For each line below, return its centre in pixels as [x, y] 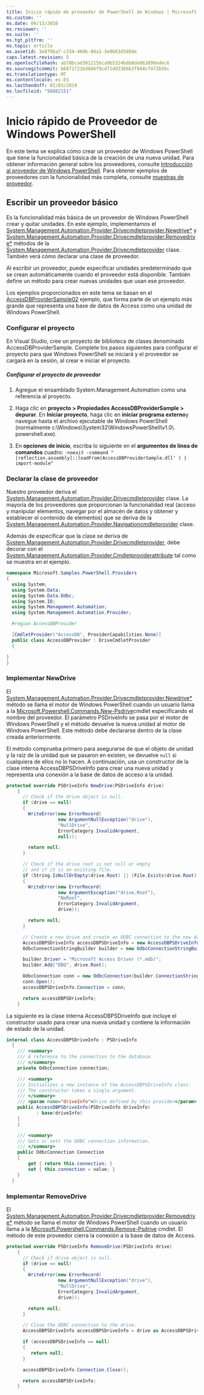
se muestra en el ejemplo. [39, 562]
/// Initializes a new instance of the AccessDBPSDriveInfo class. [104, 1084]
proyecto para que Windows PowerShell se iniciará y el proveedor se [93, 354]
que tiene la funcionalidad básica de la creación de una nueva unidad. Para [100, 157]
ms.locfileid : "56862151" [39, 91]
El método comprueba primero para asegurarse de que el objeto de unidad [100, 748]
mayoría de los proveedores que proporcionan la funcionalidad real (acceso [101, 505]
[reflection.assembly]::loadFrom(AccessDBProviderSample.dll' [95, 458]
